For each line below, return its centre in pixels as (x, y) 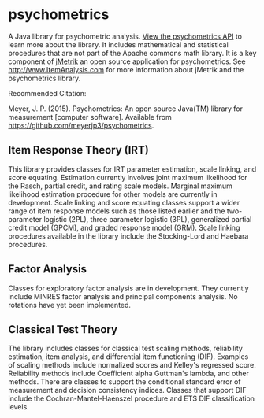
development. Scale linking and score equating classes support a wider (124, 202)
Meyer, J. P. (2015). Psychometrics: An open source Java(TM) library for (125, 109)
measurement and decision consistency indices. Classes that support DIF (127, 390)
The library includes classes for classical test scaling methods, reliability (125, 349)
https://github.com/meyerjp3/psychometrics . (81, 125)
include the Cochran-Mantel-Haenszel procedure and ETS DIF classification (131, 398)
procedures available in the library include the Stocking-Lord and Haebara (128, 236)
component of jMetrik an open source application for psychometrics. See (127, 61)
